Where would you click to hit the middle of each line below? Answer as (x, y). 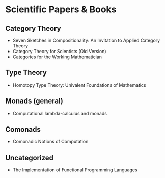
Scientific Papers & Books (61, 9)
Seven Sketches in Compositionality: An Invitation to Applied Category (86, 40)
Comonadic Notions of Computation (50, 142)
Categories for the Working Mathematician (57, 57)
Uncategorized (30, 157)
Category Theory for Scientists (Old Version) (59, 51)
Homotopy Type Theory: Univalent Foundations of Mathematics (79, 85)
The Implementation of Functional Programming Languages (75, 170)
